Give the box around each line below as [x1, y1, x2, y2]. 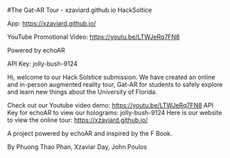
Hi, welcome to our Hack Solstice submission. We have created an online [7, 73, 215, 81]
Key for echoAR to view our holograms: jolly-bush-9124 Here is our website [7, 109, 222, 116]
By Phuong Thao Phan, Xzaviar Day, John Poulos [7, 143, 148, 151]
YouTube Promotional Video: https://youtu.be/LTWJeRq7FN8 [7, 33, 180, 41]
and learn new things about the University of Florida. [7, 88, 157, 96]
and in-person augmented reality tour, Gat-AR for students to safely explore [7, 80, 223, 89]
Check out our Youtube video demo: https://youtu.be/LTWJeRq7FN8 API [7, 101, 213, 109]
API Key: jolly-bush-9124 [7, 60, 78, 68]
